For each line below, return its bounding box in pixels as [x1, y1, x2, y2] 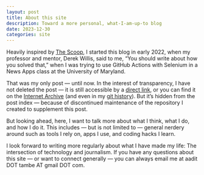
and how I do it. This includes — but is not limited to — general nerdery [6, 124, 185, 131]
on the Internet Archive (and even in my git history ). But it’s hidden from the [6, 93, 195, 100]
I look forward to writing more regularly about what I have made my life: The [6, 142, 197, 149]
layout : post [6, 9, 40, 15]
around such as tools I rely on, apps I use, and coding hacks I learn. [6, 130, 175, 138]
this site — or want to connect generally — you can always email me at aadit [6, 155, 198, 162]
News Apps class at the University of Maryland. [6, 68, 126, 75]
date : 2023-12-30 [6, 26, 51, 32]
